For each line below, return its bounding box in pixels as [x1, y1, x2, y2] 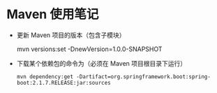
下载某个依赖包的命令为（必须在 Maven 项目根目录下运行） [16, 59, 187, 67]
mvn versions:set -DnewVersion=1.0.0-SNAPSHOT [16, 45, 163, 53]
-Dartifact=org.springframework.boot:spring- [75, 73, 211, 80]
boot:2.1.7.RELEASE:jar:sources [16, 79, 111, 86]
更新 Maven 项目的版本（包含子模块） [16, 31, 126, 39]
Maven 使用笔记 [6, 6, 99, 22]
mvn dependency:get [16, 73, 74, 80]
